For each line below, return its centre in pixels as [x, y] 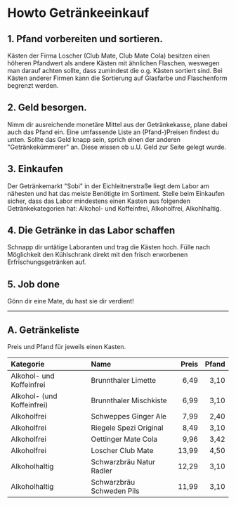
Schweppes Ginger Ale [129, 417]
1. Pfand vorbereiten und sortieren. [85, 39]
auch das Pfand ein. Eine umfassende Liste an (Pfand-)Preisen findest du [113, 132]
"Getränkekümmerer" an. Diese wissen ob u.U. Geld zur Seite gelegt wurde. [117, 147]
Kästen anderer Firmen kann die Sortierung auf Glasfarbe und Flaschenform [117, 78]
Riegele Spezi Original [127, 428]
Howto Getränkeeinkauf [78, 13]
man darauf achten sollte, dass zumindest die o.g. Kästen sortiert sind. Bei [115, 71]
